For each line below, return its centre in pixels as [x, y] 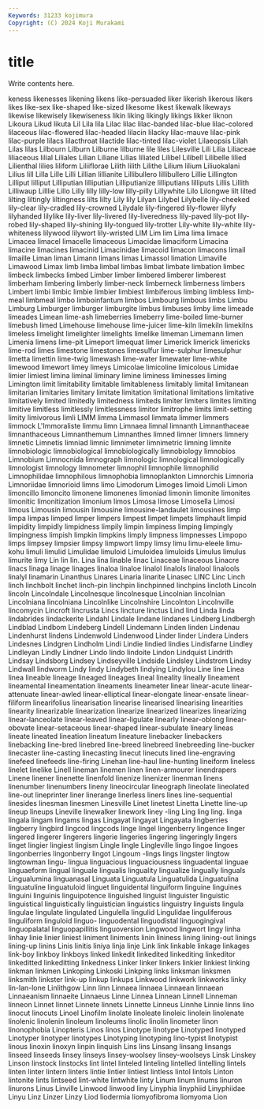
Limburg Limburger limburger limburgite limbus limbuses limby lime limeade [131, 309]
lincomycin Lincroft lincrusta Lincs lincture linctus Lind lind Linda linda [121, 611]
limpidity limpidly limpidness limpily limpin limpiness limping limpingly [121, 526]
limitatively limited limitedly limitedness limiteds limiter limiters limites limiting [132, 401]
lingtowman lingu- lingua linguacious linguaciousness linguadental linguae [128, 862]
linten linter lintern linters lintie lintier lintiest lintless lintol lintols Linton [121, 1072]
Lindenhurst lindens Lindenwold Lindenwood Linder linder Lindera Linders [128, 635]
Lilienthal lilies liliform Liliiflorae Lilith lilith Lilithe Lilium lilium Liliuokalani [124, 166]
